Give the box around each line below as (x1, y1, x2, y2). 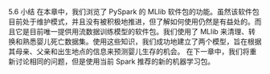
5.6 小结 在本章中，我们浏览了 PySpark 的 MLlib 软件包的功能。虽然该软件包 (8, 7, 260, 16)
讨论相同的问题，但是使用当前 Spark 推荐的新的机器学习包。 (14, 56, 215, 66)
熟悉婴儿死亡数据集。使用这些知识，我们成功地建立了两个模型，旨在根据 (22, 37, 262, 46)
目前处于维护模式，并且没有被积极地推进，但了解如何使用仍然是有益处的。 (8, 17, 255, 26)
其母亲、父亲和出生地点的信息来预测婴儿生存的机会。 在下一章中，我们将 (8, 47, 250, 56)
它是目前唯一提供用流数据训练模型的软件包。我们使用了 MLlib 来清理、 (14, 27, 249, 36)
